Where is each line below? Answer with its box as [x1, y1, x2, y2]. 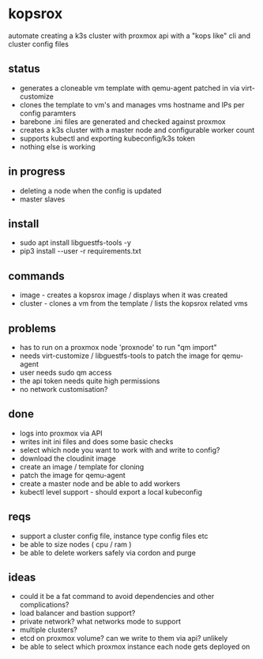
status [8, 62, 41, 76]
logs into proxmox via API [19, 428, 103, 438]
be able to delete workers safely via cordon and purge [19, 548, 196, 557]
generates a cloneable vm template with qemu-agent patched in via [19, 83, 240, 92]
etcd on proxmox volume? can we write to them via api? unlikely [19, 634, 228, 643]
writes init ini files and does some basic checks [19, 436, 174, 446]
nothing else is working [19, 141, 96, 151]
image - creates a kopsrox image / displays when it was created [19, 290, 228, 300]
